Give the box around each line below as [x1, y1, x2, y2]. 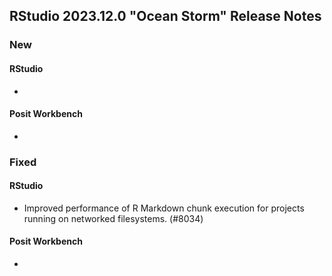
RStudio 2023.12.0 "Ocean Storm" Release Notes [9, 8, 322, 25]
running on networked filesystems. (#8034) [23, 212, 204, 224]
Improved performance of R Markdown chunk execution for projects [23, 202, 305, 214]
